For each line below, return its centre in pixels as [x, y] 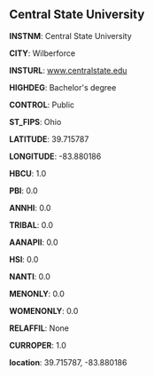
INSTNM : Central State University [71, 35]
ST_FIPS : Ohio [35, 121]
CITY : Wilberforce [42, 53]
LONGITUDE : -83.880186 [55, 156]
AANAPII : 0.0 [34, 242]
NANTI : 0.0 [30, 276]
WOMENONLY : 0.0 [44, 310]
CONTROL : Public [42, 105]
